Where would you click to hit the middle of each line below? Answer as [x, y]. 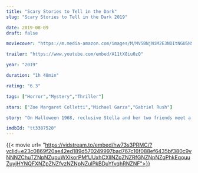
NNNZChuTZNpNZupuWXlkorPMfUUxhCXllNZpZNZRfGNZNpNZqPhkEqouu [98, 157]
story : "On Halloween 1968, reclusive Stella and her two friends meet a [99, 118]
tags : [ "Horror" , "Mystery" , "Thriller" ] [55, 96]
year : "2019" [22, 65]
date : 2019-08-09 [27, 28]
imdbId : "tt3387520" [32, 128]
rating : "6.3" [24, 86]
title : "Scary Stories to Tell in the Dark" [62, 11]
